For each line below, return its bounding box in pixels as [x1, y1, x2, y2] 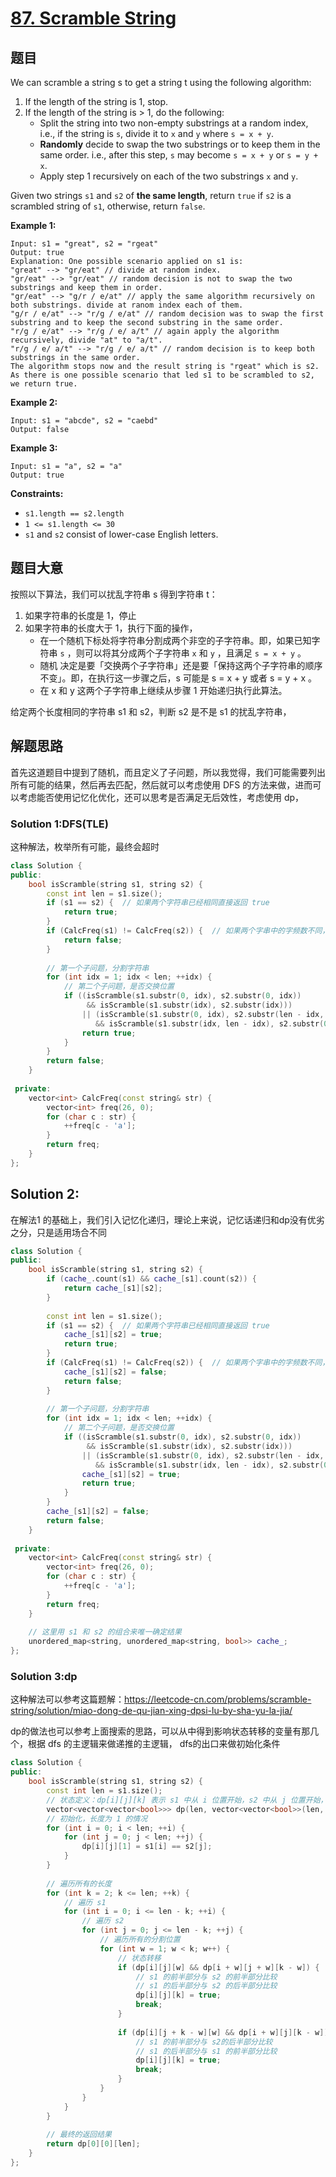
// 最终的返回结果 [46, 2130, 112, 2140]
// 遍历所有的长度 [46, 1878, 112, 1889]
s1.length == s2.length [24, 509, 125, 519]
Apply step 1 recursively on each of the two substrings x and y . [39, 170, 299, 182]
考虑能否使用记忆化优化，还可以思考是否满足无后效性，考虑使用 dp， [18, 791, 305, 803]
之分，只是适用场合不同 [10, 1226, 107, 1238]
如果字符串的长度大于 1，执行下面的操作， [24, 622, 198, 634]
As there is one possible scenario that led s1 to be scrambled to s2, [10, 370, 315, 380]
